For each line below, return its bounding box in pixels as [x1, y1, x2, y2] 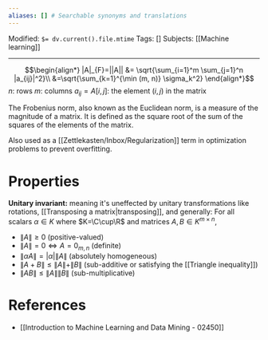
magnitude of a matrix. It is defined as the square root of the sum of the [8, 112, 243, 121]
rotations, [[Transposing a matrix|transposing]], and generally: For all [8, 207, 235, 216]
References [8, 296, 86, 314]
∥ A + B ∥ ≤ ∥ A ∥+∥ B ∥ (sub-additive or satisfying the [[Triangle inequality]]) [19, 259, 258, 269]
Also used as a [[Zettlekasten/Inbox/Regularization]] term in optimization [8, 136, 247, 145]
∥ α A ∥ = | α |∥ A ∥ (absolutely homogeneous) [19, 251, 158, 260]
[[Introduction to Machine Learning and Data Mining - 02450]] [19, 322, 225, 332]
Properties [8, 172, 80, 190]
